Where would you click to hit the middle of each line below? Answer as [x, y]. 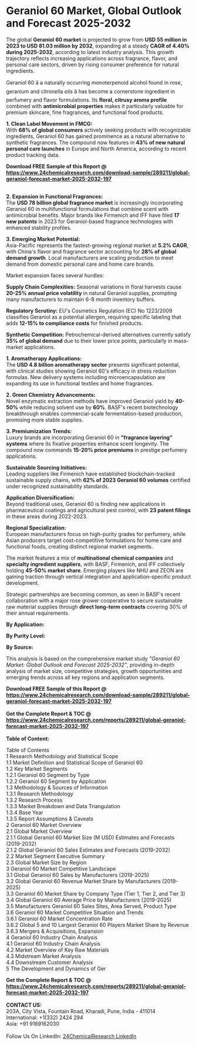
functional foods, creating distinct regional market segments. [80, 546]
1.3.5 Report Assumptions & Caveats [50, 819]
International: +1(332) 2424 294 [45, 1017]
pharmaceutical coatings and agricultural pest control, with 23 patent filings [98, 510]
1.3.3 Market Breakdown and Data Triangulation [63, 806]
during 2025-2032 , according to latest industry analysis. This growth [90, 52]
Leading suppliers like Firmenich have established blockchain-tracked [91, 474]
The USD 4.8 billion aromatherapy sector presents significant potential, [93, 364]
